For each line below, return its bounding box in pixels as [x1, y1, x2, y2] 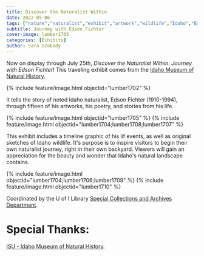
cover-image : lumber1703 [6, 32, 69, 38]
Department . [6, 201, 38, 209]
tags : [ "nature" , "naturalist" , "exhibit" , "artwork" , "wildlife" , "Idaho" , [6, 20, 191, 26]
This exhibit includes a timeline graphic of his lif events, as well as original [6, 132, 191, 140]
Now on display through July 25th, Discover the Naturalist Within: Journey [6, 59, 192, 67]
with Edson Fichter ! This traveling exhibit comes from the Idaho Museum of [6, 66, 194, 73]
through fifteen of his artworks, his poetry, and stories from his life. [6, 102, 174, 109]
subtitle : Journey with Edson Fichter [6, 26, 104, 32]
